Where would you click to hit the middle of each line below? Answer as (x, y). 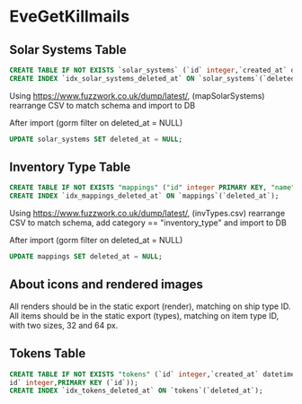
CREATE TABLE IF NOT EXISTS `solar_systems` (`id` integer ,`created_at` (148, 70)
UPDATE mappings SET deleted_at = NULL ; (86, 257)
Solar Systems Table (68, 50)
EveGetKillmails (70, 17)
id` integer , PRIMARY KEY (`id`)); (74, 382)
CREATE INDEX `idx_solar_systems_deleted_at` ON (102, 78)
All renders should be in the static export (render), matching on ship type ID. (150, 306)
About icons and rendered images (107, 285)
